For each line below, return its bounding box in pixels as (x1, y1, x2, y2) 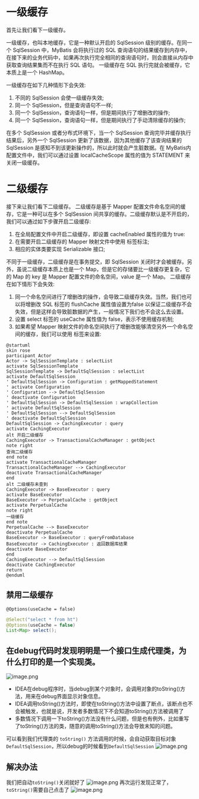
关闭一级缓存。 (6, 159, 43, 166)
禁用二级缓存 (6, 590, 53, 600)
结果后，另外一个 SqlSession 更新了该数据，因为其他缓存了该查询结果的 (6, 137, 182, 144)
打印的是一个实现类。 (21, 656, 100, 667)
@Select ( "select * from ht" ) (6, 617, 78, 623)
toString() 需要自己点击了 (6, 786, 70, 793)
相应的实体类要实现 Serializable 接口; (14, 245, 106, 252)
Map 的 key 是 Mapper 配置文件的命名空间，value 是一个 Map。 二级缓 (12, 272, 186, 280)
